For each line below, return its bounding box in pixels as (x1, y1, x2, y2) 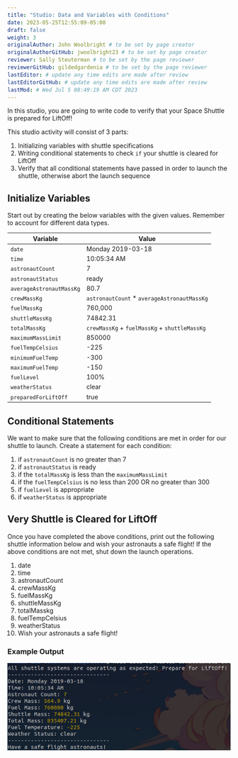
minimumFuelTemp (10, 355, 59, 362)
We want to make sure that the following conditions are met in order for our (7, 434, 227, 442)
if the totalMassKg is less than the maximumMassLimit (17, 470, 168, 479)
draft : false (7, 26, 46, 33)
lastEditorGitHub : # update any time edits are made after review (7, 79, 208, 86)
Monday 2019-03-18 (86, 245, 152, 253)
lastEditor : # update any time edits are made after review (7, 71, 189, 78)
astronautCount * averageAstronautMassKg (86, 294, 208, 303)
